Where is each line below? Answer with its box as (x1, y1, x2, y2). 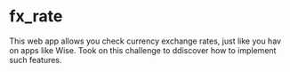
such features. (9, 54, 62, 65)
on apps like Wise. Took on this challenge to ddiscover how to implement (9, 44, 277, 55)
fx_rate (9, 6, 63, 27)
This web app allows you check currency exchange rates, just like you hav (9, 36, 282, 46)
